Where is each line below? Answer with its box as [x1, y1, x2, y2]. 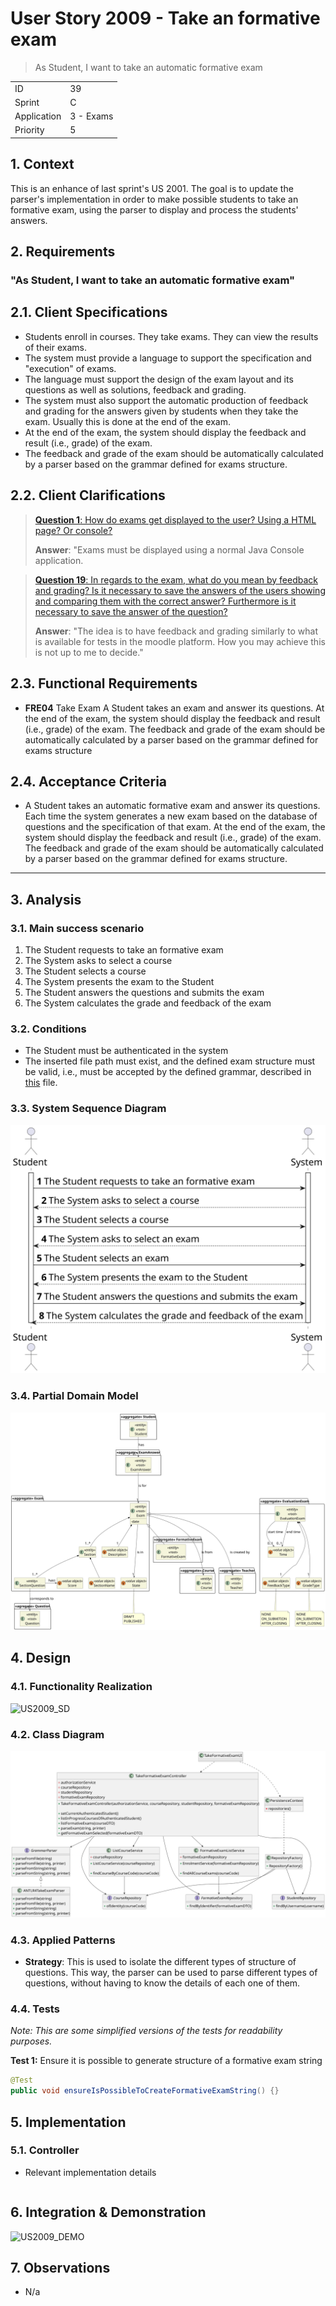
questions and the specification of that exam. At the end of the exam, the [24, 821, 326, 833]
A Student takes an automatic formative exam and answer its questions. [24, 800, 321, 812]
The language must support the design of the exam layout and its [24, 373, 294, 385]
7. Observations [10, 2260, 111, 2277]
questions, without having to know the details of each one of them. [24, 1977, 301, 1989]
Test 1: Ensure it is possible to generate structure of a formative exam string [10, 2055, 323, 2067]
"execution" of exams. [24, 362, 117, 374]
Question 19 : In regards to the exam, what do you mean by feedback [34, 573, 318, 586]
